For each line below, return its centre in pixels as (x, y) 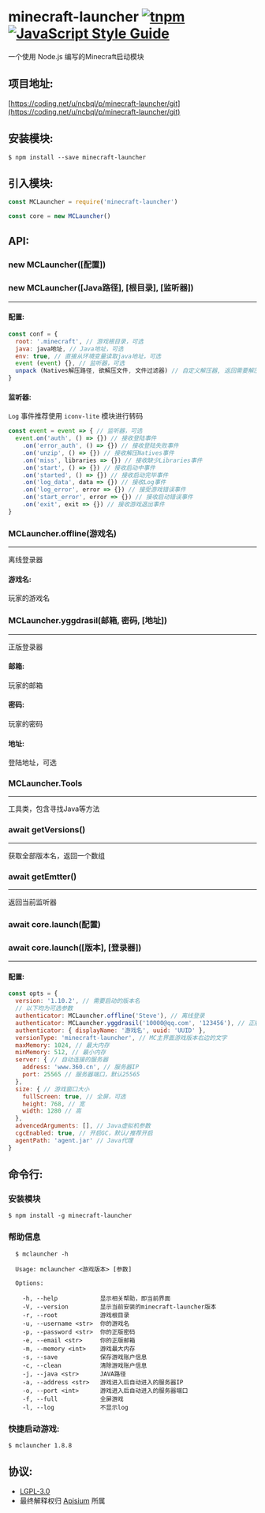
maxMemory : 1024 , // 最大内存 (63, 1045)
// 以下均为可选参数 (44, 1008)
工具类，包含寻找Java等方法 (54, 809)
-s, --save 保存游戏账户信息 (85, 1357)
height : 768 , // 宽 (54, 1104)
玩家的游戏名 (29, 598)
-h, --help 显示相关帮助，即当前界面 (97, 1298)
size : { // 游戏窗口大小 (52, 1089)
